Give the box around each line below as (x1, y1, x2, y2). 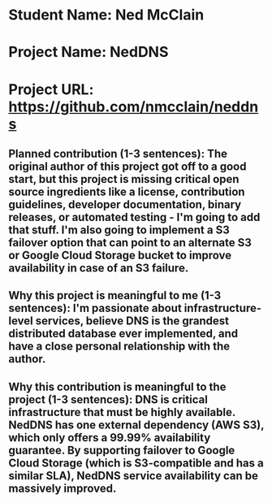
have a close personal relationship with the (8, 340, 230, 353)
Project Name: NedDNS (8, 43, 169, 62)
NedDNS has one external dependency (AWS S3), (8, 418, 265, 431)
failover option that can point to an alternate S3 (8, 236, 252, 249)
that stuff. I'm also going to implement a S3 (8, 223, 230, 236)
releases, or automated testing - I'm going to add (8, 210, 261, 224)
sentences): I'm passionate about (8, 301, 183, 315)
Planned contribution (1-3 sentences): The (8, 146, 228, 160)
